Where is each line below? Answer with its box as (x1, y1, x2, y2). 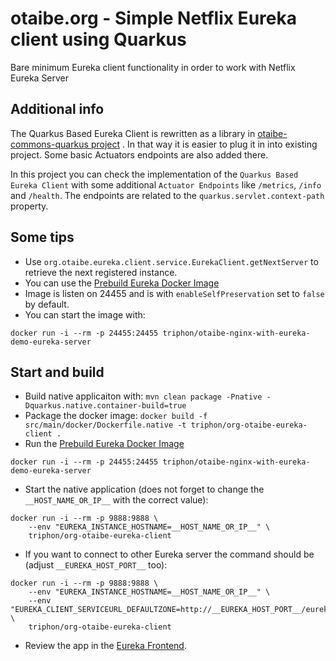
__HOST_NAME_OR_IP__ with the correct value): (24, 494, 209, 506)
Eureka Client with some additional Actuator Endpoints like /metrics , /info (10, 178, 322, 191)
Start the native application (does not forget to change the (24, 483, 265, 496)
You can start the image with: (24, 308, 146, 321)
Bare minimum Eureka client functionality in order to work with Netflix (10, 61, 296, 73)
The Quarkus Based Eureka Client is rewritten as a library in (10, 127, 256, 139)
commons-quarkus (10, 138, 89, 150)
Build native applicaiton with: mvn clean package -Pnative (24, 390, 263, 402)
